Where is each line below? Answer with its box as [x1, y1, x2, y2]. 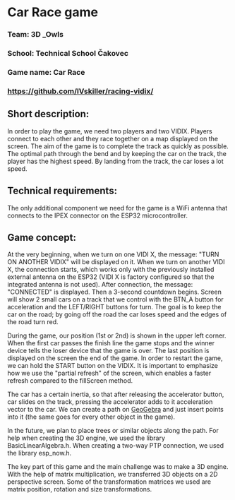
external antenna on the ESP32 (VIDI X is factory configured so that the [7, 273, 215, 281]
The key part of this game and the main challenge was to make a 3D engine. [7, 463, 229, 471]
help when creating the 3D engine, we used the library [7, 434, 166, 442]
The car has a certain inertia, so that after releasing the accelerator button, [7, 390, 224, 399]
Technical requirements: [7, 185, 118, 197]
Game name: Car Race [7, 67, 85, 77]
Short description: [7, 108, 90, 120]
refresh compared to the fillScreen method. [7, 376, 133, 385]
